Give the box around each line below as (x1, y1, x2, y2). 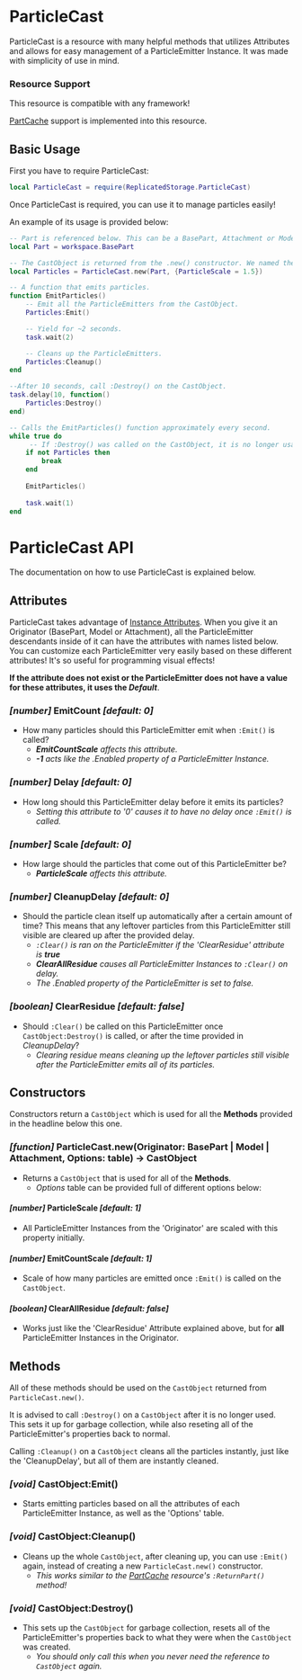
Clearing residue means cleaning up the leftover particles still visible (35, 1050, 290, 1060)
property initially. (22, 1232, 85, 1243)
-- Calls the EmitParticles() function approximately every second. (9, 423, 271, 433)
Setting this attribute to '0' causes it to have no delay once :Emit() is (35, 806, 292, 817)
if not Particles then (25, 448, 111, 458)
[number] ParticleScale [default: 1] (9, 1202, 142, 1213)
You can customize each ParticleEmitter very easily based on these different (9, 646, 292, 657)
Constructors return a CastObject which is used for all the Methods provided (9, 1109, 293, 1120)
